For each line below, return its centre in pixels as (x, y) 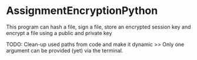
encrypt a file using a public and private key (59, 33)
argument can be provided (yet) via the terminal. (65, 50)
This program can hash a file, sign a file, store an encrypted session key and (98, 27)
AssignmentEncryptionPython (82, 11)
